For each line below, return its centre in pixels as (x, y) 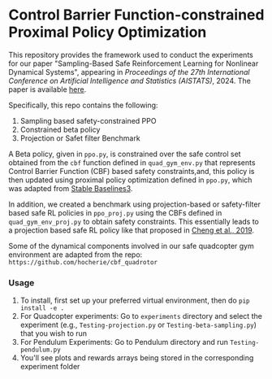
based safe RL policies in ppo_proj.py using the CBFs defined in (115, 212)
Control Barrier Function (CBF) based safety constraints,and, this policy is (132, 171)
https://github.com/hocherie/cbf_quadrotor (83, 262)
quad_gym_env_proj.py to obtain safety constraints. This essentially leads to (134, 221)
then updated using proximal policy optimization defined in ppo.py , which (130, 180)
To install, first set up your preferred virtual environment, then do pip (135, 301)
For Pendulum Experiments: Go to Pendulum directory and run (124, 342)
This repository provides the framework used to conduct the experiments (131, 54)
